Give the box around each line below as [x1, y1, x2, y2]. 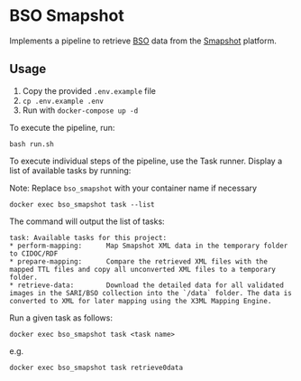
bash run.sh [9, 139, 54, 149]
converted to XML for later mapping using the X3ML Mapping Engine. [9, 296, 272, 305]
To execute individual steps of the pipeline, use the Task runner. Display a [9, 155, 283, 166]
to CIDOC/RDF [9, 249, 59, 258]
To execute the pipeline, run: [9, 122, 115, 133]
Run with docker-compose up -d [22, 105, 139, 116]
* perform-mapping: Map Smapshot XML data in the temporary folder [9, 241, 288, 250]
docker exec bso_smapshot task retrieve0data [9, 363, 183, 372]
